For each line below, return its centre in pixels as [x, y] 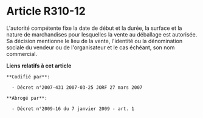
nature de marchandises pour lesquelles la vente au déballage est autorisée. [102, 34]
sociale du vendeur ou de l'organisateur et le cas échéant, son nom [91, 47]
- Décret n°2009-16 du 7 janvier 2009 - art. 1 [73, 109]
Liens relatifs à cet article [39, 66]
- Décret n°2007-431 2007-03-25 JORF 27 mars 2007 [77, 87]
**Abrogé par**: [27, 98]
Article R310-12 [46, 11]
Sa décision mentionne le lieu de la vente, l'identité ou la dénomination [95, 41]
